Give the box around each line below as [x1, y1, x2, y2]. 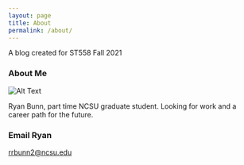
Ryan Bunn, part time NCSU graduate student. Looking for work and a [8, 101, 237, 111]
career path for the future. [8, 109, 94, 119]
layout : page [8, 11, 52, 20]
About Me [8, 68, 48, 79]
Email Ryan [8, 129, 52, 140]
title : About [8, 19, 52, 27]
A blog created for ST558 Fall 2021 [8, 48, 122, 58]
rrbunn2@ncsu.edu [8, 148, 72, 157]
